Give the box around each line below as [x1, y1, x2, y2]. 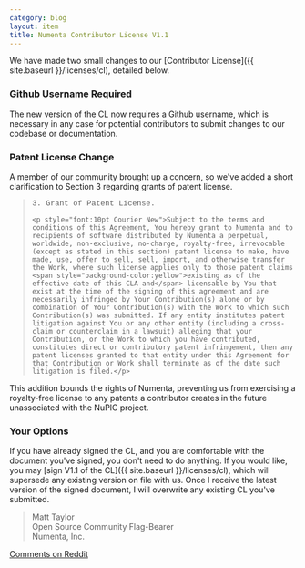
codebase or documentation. [9, 128, 118, 139]
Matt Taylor [31, 511, 76, 522]
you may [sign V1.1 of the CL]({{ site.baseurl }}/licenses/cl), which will [9, 465, 270, 476]
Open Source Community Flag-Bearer [31, 522, 175, 532]
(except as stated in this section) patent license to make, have [31, 247, 290, 256]
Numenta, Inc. [31, 531, 85, 542]
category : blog [9, 13, 67, 23]
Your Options [9, 425, 69, 438]
